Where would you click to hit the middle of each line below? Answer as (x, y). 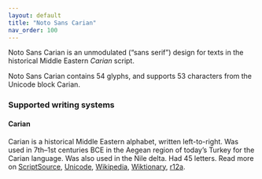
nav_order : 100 (33, 30)
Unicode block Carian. (44, 84)
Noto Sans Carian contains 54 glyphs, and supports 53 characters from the (130, 76)
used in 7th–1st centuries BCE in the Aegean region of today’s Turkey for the (131, 150)
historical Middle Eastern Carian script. (72, 61)
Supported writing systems (62, 105)
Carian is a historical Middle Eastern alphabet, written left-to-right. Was (123, 141)
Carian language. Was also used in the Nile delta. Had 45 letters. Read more (131, 158)
